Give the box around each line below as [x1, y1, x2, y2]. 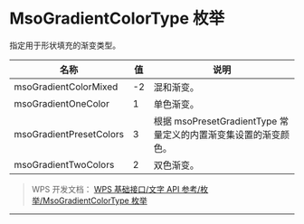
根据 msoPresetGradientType [153, 115, 278, 127]
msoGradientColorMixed [14, 80, 119, 93]
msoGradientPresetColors [14, 127, 125, 140]
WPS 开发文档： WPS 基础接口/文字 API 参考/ [31, 183, 201, 194]
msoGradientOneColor [14, 97, 110, 109]
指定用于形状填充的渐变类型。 [9, 40, 120, 51]
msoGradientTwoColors [14, 158, 115, 171]
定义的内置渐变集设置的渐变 [162, 128, 280, 141]
